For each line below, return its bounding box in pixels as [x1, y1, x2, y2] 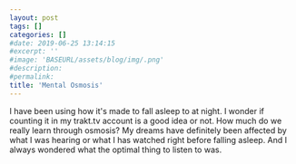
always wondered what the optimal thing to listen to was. [9, 144, 222, 155]
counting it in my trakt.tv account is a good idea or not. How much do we [9, 115, 282, 126]
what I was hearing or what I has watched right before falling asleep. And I [9, 134, 288, 145]
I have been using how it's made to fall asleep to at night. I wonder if [9, 105, 265, 116]
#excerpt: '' [9, 47, 59, 56]
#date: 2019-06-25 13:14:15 [9, 38, 116, 48]
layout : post [9, 13, 59, 23]
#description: [9, 64, 64, 73]
